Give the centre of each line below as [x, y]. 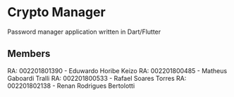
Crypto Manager [56, 12]
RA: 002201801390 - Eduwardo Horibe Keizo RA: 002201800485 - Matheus [117, 70]
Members [29, 54]
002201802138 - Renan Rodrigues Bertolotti [71, 86]
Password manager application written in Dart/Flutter [84, 32]
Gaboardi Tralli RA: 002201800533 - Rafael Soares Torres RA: [97, 78]
